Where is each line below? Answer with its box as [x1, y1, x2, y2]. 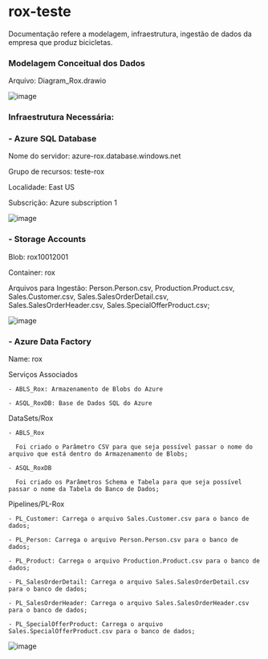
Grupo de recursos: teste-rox [8, 167, 105, 177]
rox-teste [8, 2, 72, 21]
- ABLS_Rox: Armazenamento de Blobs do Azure [8, 385, 163, 394]
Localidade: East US [8, 182, 75, 192]
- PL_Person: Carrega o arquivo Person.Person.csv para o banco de [8, 536, 239, 544]
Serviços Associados [8, 370, 79, 379]
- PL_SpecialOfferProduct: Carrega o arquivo [8, 620, 163, 628]
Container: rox [8, 268, 56, 277]
